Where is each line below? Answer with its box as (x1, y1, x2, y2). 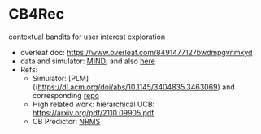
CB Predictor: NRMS (32, 116, 101, 126)
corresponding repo (32, 90, 100, 100)
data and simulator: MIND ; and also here (20, 56, 156, 66)
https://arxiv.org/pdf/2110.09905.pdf (32, 107, 154, 118)
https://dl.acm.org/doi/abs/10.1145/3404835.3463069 (37, 82, 218, 92)
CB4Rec (8, 5, 65, 24)
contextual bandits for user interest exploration (8, 32, 165, 41)
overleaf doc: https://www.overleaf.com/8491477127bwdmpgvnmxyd (20, 47, 253, 57)
